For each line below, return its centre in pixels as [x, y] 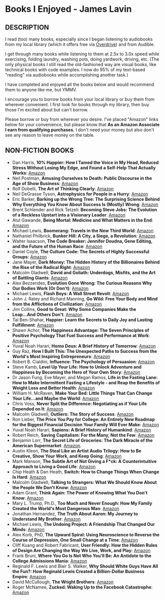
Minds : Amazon [28, 529]
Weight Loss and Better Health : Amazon [54, 388]
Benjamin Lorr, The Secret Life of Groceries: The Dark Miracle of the [82, 440]
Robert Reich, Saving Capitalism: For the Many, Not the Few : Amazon [83, 435]
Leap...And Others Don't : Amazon [47, 314]
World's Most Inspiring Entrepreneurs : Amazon [61, 356]
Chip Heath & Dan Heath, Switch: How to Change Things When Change [86, 472]
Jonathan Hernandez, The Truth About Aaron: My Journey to [75, 514]
